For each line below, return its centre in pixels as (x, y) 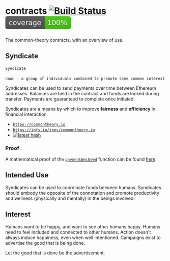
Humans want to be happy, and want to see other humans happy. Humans (83, 226)
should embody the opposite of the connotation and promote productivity (82, 193)
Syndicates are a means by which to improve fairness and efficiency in (80, 109)
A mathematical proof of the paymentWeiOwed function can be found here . (81, 159)
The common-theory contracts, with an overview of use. (64, 40)
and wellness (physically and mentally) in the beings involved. (70, 198)
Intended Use (27, 175)
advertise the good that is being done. (45, 243)
